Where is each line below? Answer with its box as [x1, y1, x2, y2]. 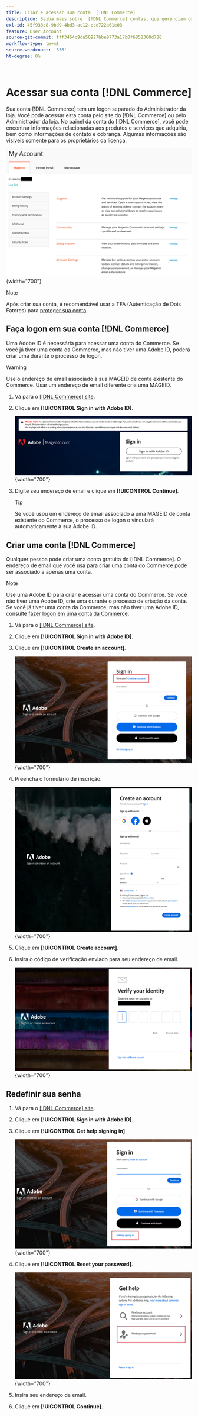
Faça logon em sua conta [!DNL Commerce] [6, 324, 169, 334]
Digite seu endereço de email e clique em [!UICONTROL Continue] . [14, 487, 179, 494]
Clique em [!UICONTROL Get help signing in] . [14, 1127, 127, 1135]
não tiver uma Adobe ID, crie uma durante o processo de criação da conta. [6, 597, 187, 604]
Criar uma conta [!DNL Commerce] [6, 540, 136, 550]
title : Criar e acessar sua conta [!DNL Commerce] [6, 9, 136, 15]
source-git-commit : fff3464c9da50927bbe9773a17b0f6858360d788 [6, 34, 162, 41]
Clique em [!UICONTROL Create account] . [14, 944, 119, 952]
